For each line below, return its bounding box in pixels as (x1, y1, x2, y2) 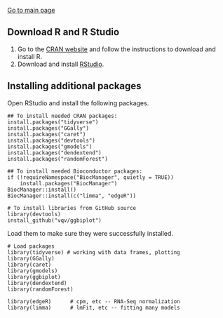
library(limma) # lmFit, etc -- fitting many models (7, 304, 180, 311)
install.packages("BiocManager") (20, 180, 118, 187)
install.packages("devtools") (7, 137, 96, 144)
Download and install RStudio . (17, 60, 104, 68)
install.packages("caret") (7, 131, 86, 138)
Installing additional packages (7, 80, 142, 92)
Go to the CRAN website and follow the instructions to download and (17, 45, 216, 53)
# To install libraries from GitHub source (7, 204, 137, 211)
